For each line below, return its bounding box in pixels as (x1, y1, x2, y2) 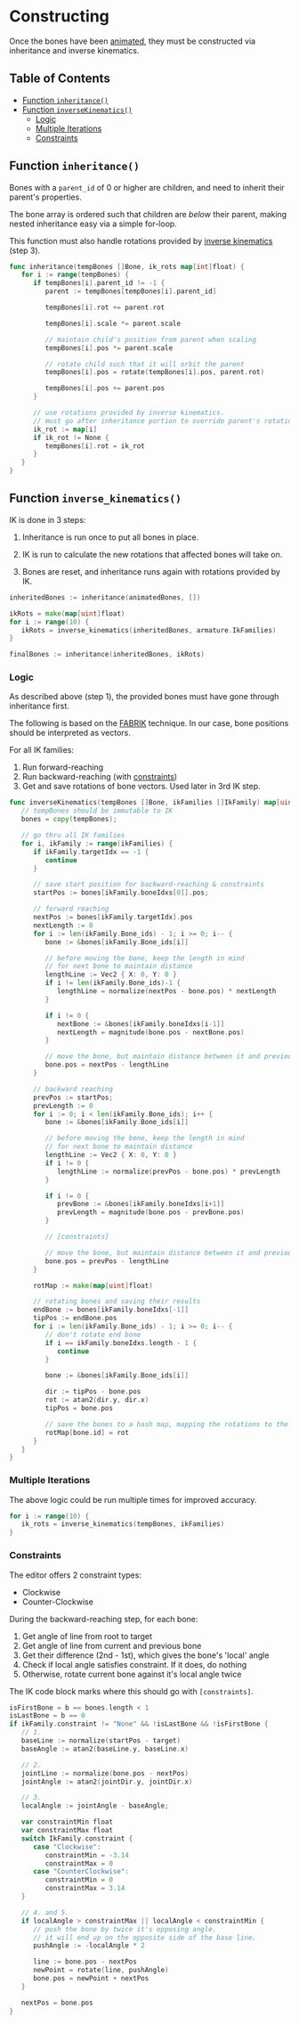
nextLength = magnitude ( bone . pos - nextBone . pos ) (56, 1027, 245, 1037)
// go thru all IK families (20, 831, 125, 840)
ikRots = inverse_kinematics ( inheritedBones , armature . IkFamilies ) (20, 625, 277, 634)
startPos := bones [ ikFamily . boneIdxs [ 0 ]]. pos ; (32, 888, 209, 897)
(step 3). (9, 245, 41, 256)
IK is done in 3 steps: (9, 514, 86, 525)
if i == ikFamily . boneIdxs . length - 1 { (44, 1338, 198, 1347)
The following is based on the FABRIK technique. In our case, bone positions (9, 718, 289, 729)
